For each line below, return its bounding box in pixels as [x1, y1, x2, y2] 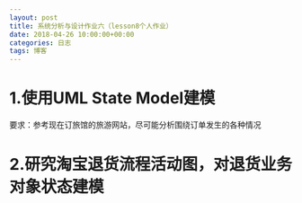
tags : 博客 [9, 47, 48, 56]
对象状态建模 [9, 177, 105, 198]
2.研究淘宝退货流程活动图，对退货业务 [9, 154, 292, 175]
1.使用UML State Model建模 [9, 88, 216, 109]
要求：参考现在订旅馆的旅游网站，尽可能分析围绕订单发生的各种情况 [9, 119, 262, 130]
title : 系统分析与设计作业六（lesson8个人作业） [9, 22, 173, 31]
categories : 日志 [9, 38, 72, 48]
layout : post [9, 13, 58, 22]
